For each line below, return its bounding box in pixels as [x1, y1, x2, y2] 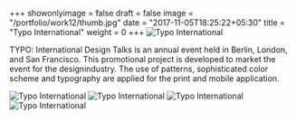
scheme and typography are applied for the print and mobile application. [9, 73, 280, 84]
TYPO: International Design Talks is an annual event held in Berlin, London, [9, 44, 288, 55]
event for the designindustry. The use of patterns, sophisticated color [9, 63, 269, 74]
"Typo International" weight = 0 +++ [9, 27, 145, 37]
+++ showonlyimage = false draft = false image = [9, 8, 195, 18]
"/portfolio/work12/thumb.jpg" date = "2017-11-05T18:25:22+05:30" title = [9, 17, 285, 28]
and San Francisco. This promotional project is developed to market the [9, 54, 276, 64]
